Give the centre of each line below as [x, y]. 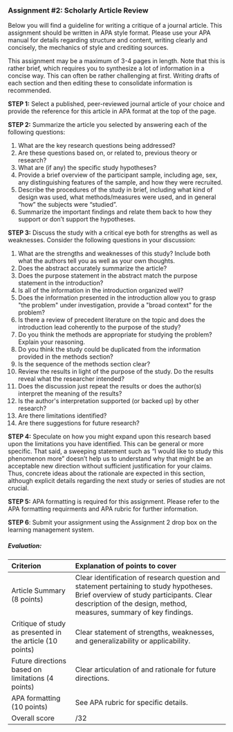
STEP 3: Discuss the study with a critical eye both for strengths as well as [113, 233]
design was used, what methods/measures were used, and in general [117, 197]
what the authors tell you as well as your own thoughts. [96, 261]
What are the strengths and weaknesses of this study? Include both [114, 254]
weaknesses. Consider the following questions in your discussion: [102, 240]
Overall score [33, 718]
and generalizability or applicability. [133, 641]
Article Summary [39, 590]
